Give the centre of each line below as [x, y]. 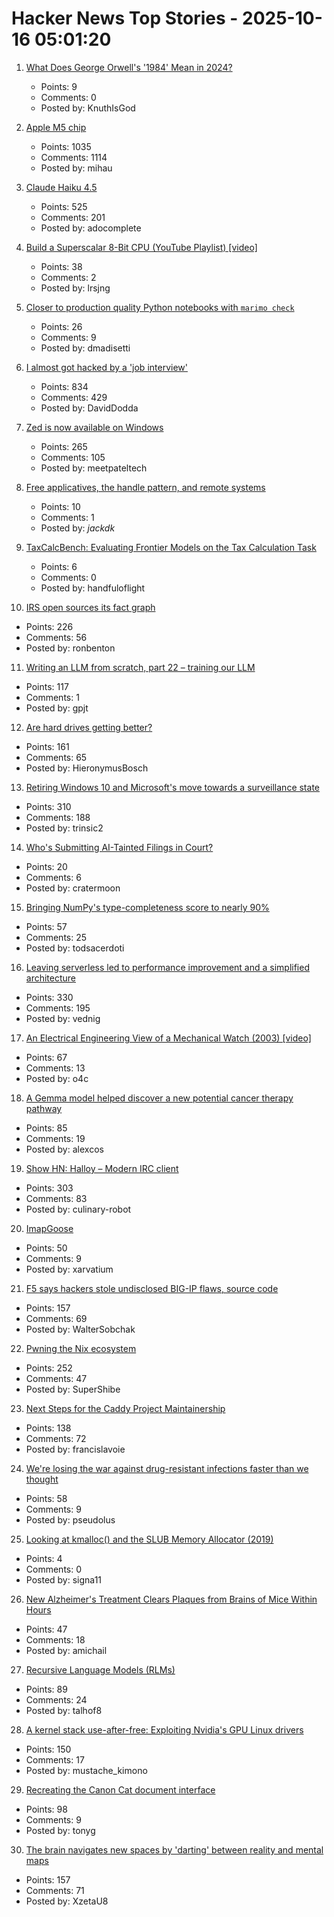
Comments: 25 [56, 937]
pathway [44, 1108]
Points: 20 [46, 866]
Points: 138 [48, 1428]
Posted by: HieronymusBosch [87, 768]
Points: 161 [47, 746]
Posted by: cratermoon [73, 888]
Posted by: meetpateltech [94, 468]
